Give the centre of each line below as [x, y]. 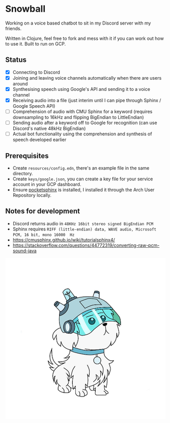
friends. [13, 28]
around [20, 84]
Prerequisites [27, 156]
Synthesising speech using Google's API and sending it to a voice [81, 89]
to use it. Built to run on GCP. [36, 43]
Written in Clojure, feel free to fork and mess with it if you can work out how [84, 38]
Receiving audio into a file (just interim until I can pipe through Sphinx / [87, 100]
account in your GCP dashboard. [47, 184]
